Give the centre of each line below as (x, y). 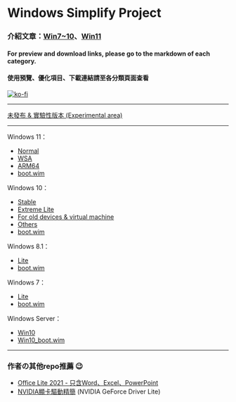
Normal (28, 151)
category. (22, 61)
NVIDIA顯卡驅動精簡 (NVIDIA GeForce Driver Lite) (89, 391)
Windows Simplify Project (84, 13)
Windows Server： (34, 318)
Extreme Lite (36, 209)
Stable (27, 201)
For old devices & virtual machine (66, 217)
